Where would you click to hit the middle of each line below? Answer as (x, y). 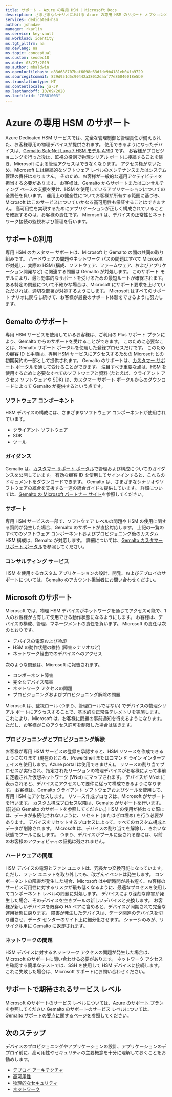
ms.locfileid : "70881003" (33, 96)
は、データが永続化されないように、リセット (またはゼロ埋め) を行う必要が (84, 815)
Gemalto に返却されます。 (60, 926)
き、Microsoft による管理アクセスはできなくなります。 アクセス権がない (81, 164)
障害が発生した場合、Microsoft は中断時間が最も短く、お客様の (99, 881)
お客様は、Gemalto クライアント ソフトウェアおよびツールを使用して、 (90, 790)
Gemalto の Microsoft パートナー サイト (60, 494)
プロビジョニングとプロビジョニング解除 (55, 739)
